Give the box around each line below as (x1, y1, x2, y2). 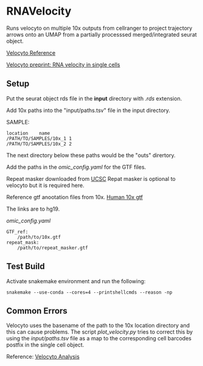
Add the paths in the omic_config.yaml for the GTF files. (6, 163, 146, 171)
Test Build (6, 261, 45, 272)
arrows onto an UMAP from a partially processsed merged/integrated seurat (6, 30, 198, 38)
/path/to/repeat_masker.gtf (17, 245, 88, 251)
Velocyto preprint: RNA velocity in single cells (6, 61, 120, 68)
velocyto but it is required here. (6, 181, 84, 189)
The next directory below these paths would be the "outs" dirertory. (6, 151, 176, 159)
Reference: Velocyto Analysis (6, 353, 80, 361)
